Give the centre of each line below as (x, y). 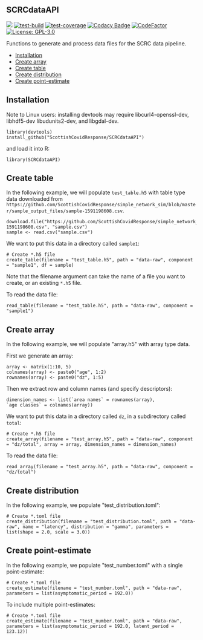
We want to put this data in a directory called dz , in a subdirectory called (96, 416)
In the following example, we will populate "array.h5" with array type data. (98, 344)
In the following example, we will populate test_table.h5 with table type (96, 192)
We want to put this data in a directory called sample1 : (73, 244)
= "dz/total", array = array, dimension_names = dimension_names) (92, 445)
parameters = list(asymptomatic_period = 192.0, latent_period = (90, 626)
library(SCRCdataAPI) (34, 160)
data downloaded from (35, 199)
